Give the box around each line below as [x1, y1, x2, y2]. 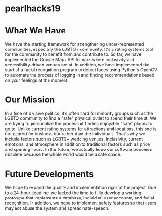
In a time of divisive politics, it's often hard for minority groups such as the [5, 110, 153, 116]
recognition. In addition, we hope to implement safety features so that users [5, 200, 157, 206]
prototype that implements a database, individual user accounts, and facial [5, 195, 154, 200]
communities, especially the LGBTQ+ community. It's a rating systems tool [5, 47, 154, 52]
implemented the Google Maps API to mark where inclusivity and [5, 57, 135, 63]
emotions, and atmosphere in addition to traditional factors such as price [5, 141, 150, 147]
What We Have [5, 25, 66, 36]
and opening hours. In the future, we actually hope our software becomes [5, 147, 152, 152]
